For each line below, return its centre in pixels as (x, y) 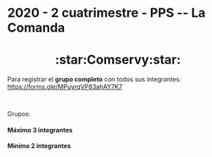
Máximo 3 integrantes (40, 130)
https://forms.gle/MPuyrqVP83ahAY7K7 (65, 87)
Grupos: (19, 114)
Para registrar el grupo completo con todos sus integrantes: (94, 79)
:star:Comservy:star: (118, 60)
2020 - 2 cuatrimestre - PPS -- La (106, 13)
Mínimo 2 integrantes (39, 146)
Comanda (36, 28)
